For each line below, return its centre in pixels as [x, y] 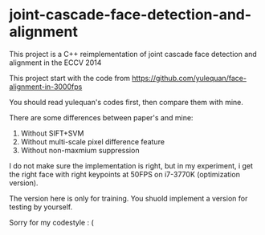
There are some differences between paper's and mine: [101, 117]
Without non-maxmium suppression [80, 150]
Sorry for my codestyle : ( [52, 222]
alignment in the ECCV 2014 [55, 63]
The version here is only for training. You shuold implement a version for [128, 198]
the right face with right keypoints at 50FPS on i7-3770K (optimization [124, 174]
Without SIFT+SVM [52, 133]
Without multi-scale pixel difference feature [93, 141]
